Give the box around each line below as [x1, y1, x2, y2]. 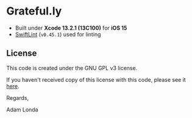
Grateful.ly [6, 4, 62, 18]
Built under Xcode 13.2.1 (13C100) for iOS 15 [15, 24, 127, 31]
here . [6, 82, 20, 90]
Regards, [6, 94, 29, 101]
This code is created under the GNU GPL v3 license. [6, 64, 138, 71]
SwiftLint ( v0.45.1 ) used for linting [15, 30, 101, 38]
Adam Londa [6, 106, 38, 113]
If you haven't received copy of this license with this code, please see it [6, 76, 186, 83]
